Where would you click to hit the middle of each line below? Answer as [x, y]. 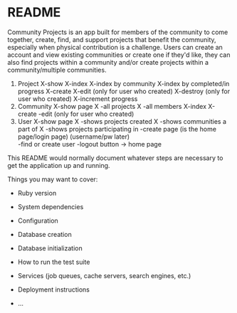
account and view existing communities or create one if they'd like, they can [119, 55]
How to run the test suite [54, 262]
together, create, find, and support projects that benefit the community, [112, 39]
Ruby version [37, 193]
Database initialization [50, 248]
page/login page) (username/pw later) [74, 137]
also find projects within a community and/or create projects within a [108, 62]
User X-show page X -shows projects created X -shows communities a [122, 121]
